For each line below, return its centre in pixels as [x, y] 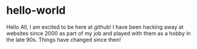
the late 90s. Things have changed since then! [64, 39]
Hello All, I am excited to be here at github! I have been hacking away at [95, 27]
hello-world [36, 10]
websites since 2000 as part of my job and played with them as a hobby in [98, 33]
